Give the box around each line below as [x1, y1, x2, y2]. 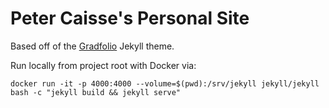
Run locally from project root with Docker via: [10, 59, 197, 71]
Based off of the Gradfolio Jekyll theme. [10, 40, 175, 52]
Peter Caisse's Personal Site [10, 7, 250, 30]
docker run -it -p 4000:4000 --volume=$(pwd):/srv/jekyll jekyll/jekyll [10, 78, 320, 89]
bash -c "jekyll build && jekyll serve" [10, 87, 182, 97]
